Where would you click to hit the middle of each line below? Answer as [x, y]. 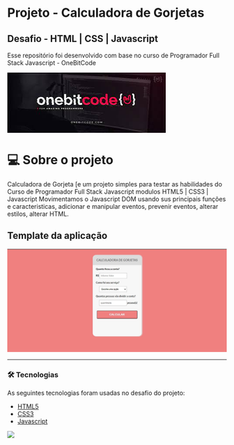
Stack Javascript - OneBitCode [52, 63]
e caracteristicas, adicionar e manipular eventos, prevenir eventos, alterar [113, 206]
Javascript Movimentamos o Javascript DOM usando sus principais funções [117, 199]
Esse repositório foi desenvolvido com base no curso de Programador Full [114, 55]
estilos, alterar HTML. [38, 214]
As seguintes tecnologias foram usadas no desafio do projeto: [96, 393]
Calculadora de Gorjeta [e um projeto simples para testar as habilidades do [115, 184]
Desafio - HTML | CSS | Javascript [83, 39]
